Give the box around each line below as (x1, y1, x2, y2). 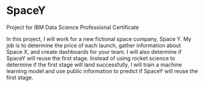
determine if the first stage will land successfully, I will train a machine (6, 61, 182, 68)
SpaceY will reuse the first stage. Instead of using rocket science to (6, 54, 175, 62)
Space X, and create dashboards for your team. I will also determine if (6, 48, 181, 55)
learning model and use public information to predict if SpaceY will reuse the (6, 67, 198, 74)
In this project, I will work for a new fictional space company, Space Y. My (6, 35, 192, 42)
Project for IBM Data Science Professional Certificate (6, 24, 139, 31)
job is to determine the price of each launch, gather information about (6, 42, 181, 49)
